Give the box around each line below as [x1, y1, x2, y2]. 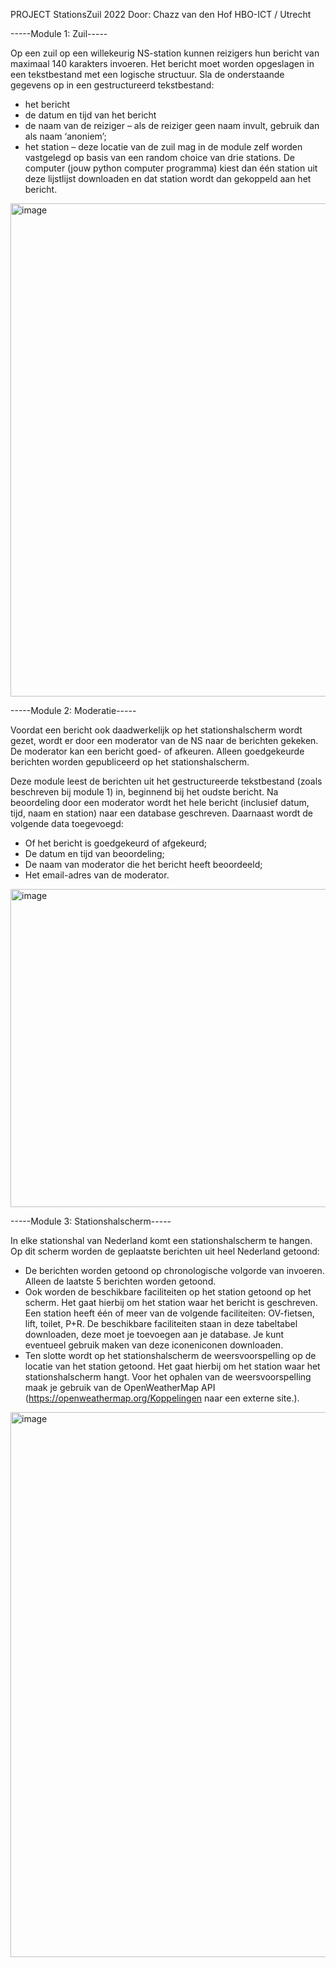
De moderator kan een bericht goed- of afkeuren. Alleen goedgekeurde [10, 745, 305, 757]
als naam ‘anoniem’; [24, 130, 107, 142]
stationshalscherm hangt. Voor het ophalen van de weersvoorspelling [24, 1371, 312, 1383]
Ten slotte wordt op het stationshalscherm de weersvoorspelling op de [24, 1350, 317, 1361]
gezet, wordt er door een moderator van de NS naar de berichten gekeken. [10, 735, 319, 746]
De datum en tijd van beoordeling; [24, 848, 165, 859]
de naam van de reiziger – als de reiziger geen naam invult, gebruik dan [24, 120, 320, 131]
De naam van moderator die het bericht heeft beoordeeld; [24, 859, 263, 870]
